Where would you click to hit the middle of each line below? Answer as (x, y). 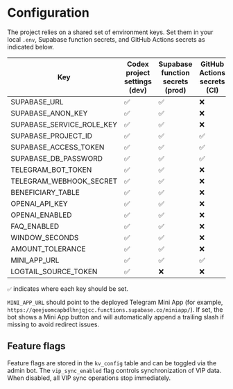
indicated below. (31, 47)
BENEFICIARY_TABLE (45, 192)
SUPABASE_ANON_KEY (49, 113)
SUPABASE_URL (37, 102)
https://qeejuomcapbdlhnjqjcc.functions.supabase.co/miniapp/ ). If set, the (115, 309)
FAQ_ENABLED (35, 226)
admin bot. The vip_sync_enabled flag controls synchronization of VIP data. (114, 370)
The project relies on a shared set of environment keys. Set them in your (110, 32)
